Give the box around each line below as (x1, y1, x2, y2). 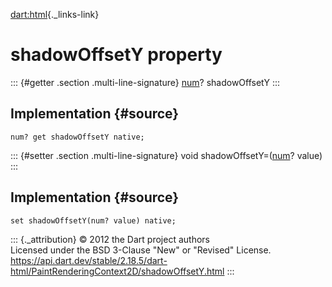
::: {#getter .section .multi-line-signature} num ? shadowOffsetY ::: (10, 76, 281, 88)
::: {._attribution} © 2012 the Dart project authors (10, 233, 210, 245)
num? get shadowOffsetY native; (10, 132, 145, 142)
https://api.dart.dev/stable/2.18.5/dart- (10, 254, 168, 266)
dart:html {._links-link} (10, 9, 100, 20)
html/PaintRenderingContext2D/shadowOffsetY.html (10, 265, 225, 277)
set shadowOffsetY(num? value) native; (10, 215, 177, 226)
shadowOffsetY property (10, 44, 223, 66)
